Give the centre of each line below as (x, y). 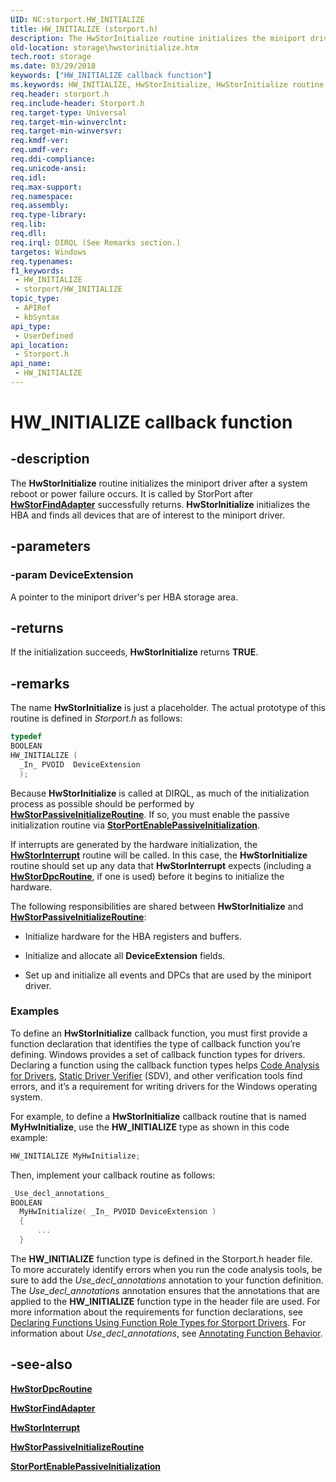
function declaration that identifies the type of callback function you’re (155, 1043)
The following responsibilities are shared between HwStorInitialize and (157, 906)
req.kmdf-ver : (40, 141)
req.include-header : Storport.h (77, 103)
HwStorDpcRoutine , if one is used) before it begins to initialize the (147, 876)
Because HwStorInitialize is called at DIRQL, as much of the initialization (160, 793)
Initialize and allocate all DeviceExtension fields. (125, 955)
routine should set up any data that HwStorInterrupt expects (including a (161, 865)
